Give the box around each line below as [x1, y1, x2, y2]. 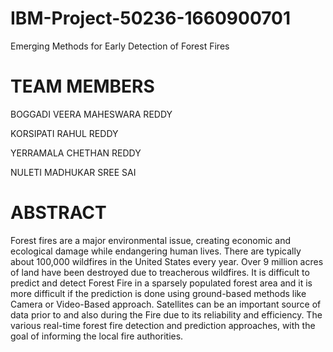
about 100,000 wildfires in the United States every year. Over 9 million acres [10, 255, 324, 267]
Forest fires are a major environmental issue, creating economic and [10, 234, 292, 246]
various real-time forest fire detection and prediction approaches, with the [10, 319, 316, 331]
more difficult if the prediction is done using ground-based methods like [10, 287, 307, 299]
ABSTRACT [10, 202, 107, 224]
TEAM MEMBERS [10, 75, 155, 98]
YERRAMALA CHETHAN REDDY [10, 147, 142, 159]
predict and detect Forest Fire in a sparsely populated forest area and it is [10, 277, 313, 289]
